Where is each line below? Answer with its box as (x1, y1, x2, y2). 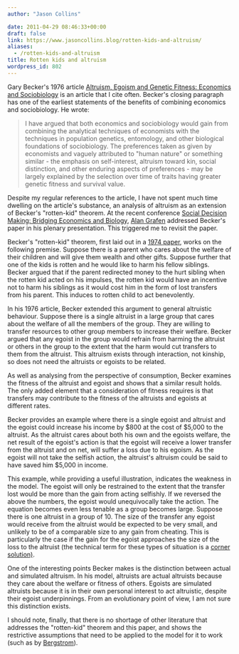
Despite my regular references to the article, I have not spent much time (7, 193, 218, 202)
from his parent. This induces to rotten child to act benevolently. (7, 290, 195, 299)
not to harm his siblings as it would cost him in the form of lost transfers (7, 283, 218, 291)
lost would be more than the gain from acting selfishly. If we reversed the (7, 489, 222, 498)
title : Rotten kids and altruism (7, 56, 107, 64)
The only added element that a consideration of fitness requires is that (7, 386, 213, 395)
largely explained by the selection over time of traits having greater (24, 172, 221, 180)
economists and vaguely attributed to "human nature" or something (24, 149, 223, 157)
